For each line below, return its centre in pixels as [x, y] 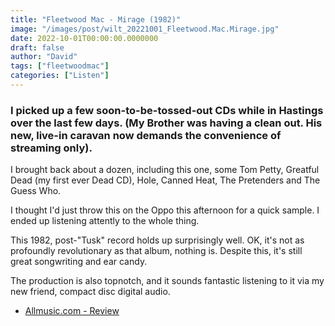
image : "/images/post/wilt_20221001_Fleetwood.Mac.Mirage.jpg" [145, 29]
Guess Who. [36, 191]
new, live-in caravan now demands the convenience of [146, 135]
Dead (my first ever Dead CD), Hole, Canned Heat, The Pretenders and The [165, 180]
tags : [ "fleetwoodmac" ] [60, 66]
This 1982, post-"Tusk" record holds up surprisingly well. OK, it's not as [157, 240]
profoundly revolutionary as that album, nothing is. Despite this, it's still [156, 251]
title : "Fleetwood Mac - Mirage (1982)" [96, 19]
